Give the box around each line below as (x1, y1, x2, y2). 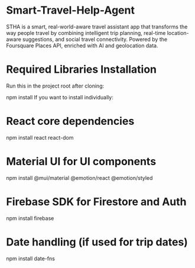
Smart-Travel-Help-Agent (6, 4, 135, 17)
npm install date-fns (6, 255, 55, 262)
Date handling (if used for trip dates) (6, 235, 188, 248)
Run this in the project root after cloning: (6, 82, 105, 89)
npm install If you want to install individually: (6, 93, 113, 101)
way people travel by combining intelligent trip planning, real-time (6, 29, 166, 36)
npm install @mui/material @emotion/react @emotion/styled (6, 174, 153, 181)
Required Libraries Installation (6, 63, 157, 76)
